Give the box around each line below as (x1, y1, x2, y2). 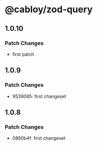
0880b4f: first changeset (12, 135, 66, 141)
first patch (12, 51, 34, 57)
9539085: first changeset (12, 93, 66, 99)
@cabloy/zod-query (5, 4, 93, 15)
